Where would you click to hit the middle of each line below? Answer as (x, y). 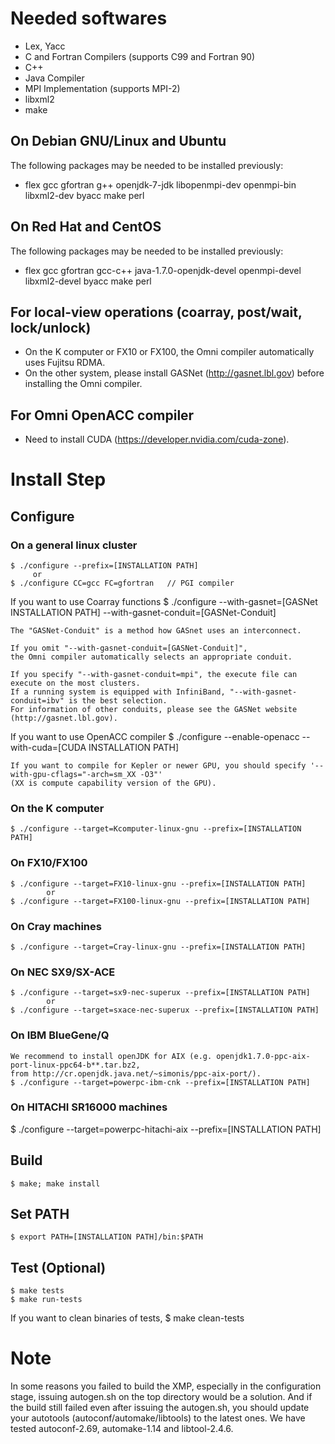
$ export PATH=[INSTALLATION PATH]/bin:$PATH (106, 1237)
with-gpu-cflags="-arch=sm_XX (73, 775)
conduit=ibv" (37, 701)
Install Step (58, 479)
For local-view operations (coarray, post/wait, (156, 312)
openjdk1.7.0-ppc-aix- (263, 1056)
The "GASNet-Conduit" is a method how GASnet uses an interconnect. (156, 631)
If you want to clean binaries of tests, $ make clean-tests (127, 1318)
